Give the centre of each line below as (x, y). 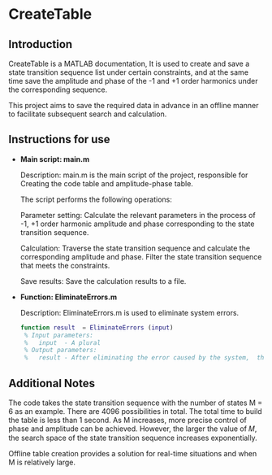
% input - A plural (63, 342)
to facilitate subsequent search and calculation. (88, 114)
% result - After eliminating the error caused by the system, (137, 358)
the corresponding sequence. (58, 89)
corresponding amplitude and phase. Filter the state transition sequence (141, 256)
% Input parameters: (58, 335)
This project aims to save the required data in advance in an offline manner (134, 105)
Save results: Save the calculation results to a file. (103, 281)
